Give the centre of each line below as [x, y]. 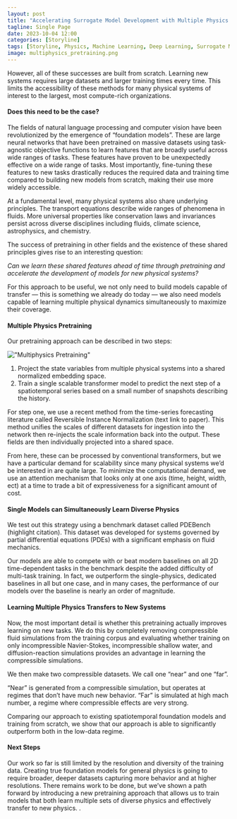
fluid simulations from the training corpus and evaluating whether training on [119, 638]
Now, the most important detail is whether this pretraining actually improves [117, 623]
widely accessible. [34, 187]
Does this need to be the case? [53, 112]
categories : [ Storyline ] [44, 40]
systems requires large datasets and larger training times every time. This [114, 80]
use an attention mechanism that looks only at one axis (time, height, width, [117, 478]
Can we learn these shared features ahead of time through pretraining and [116, 266]
